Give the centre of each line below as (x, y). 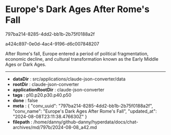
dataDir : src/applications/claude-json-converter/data (69, 79)
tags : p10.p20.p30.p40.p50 (42, 95)
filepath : (22, 122)
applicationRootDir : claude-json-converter (58, 89)
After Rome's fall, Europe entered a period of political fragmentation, (77, 54)
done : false (25, 100)
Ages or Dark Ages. (26, 64)
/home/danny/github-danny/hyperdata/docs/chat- (86, 122)
